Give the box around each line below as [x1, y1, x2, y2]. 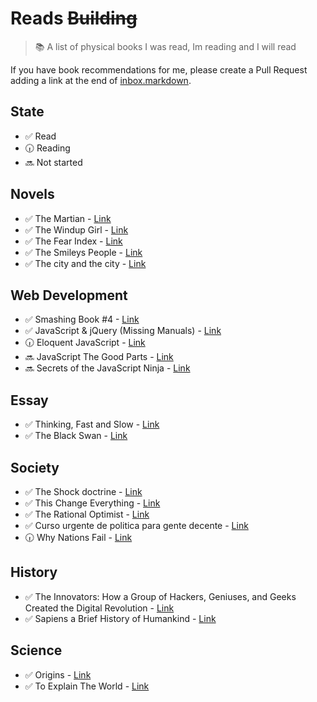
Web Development [10, 287, 128, 304]
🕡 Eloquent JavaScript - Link [24, 337, 146, 349]
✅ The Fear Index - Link [24, 235, 123, 247]
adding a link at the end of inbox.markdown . [10, 74, 192, 86]
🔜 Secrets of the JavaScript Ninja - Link [24, 362, 191, 374]
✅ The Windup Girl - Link [24, 223, 129, 236]
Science [10, 642, 63, 659]
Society [10, 459, 60, 476]
